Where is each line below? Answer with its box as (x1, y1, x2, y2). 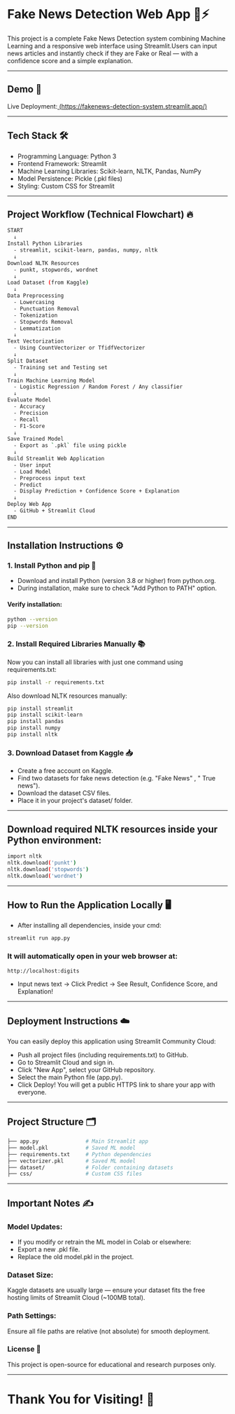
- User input (13, 461, 52, 469)
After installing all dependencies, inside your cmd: (17, 921, 162, 930)
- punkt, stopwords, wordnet (13, 266, 99, 273)
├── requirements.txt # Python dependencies (7, 1151, 152, 1158)
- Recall (13, 416, 39, 423)
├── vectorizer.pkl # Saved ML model (7, 1158, 136, 1165)
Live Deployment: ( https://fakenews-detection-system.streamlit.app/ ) (7, 102, 208, 110)
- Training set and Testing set (13, 364, 108, 371)
